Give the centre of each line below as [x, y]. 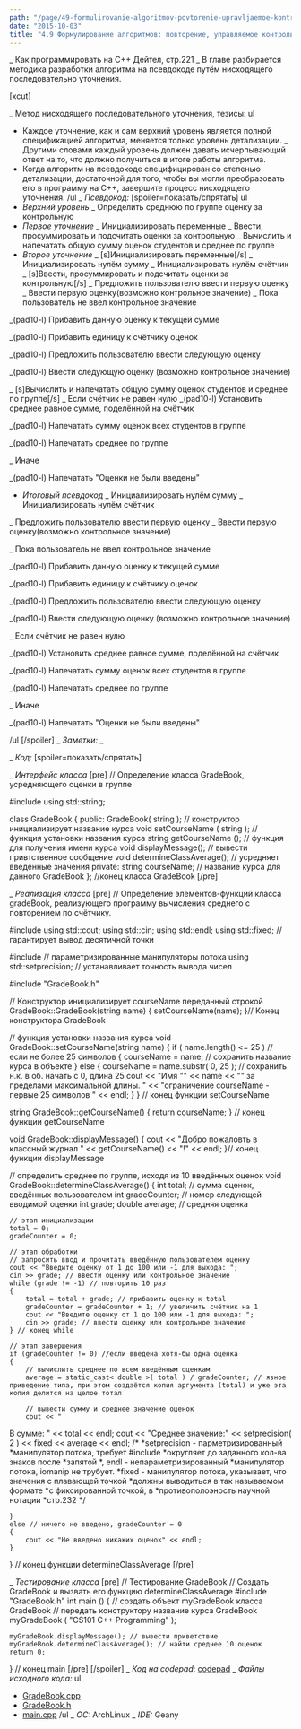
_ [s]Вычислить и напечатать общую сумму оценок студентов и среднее [149, 389]
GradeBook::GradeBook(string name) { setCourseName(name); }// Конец [144, 1011]
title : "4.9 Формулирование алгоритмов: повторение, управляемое [133, 34]
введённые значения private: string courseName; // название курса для [145, 867]
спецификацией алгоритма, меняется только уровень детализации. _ [155, 141]
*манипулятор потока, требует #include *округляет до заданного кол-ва [148, 1453]
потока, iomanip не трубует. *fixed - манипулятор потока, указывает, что [148, 1472]
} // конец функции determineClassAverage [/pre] [102, 1565]
